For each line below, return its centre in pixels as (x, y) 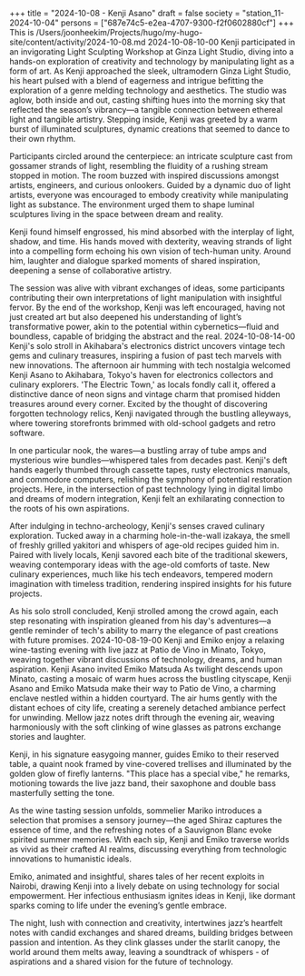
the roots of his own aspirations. (69, 508)
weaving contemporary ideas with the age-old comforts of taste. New (140, 564)
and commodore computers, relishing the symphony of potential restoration (151, 479)
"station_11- (263, 13)
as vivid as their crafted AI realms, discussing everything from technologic (148, 849)
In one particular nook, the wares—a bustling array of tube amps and (138, 450)
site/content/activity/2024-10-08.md (78, 42)
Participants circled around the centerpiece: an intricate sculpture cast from (151, 156)
